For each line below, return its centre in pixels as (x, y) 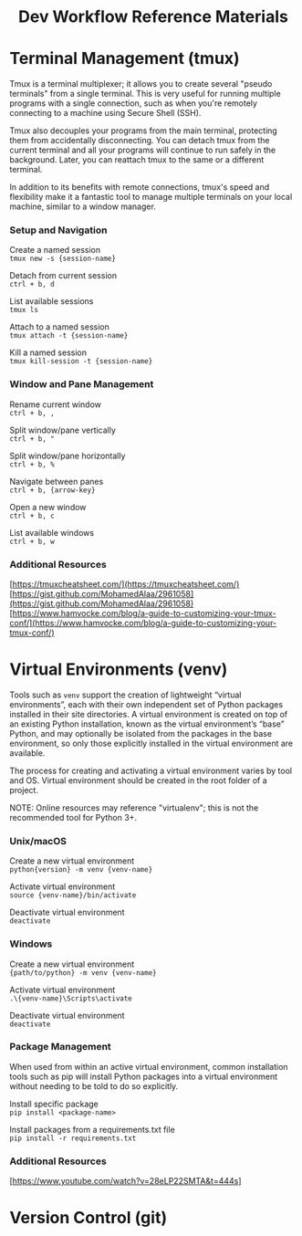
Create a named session (55, 250)
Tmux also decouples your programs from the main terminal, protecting (144, 131)
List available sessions (52, 301)
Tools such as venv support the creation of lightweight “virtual (125, 695)
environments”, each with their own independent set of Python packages (146, 704)
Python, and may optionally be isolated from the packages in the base (141, 733)
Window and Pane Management (82, 384)
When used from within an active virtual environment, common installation (149, 1066)
